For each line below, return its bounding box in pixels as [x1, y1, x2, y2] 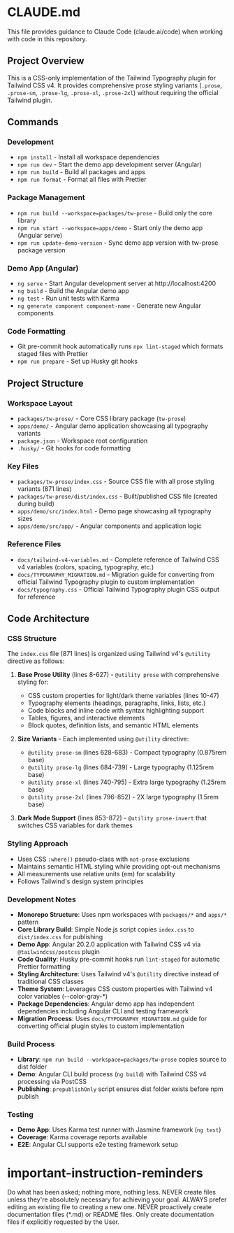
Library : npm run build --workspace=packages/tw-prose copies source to [17, 1055, 227, 1064]
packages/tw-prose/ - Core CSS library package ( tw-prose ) [17, 414, 187, 423]
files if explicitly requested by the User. [7, 1218, 120, 1226]
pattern [17, 918, 39, 926]
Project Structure [7, 377, 84, 389]
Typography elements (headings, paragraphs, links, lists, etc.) [27, 699, 206, 707]
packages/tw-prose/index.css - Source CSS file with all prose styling [17, 477, 214, 486]
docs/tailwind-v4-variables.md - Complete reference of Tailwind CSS [17, 555, 219, 564]
